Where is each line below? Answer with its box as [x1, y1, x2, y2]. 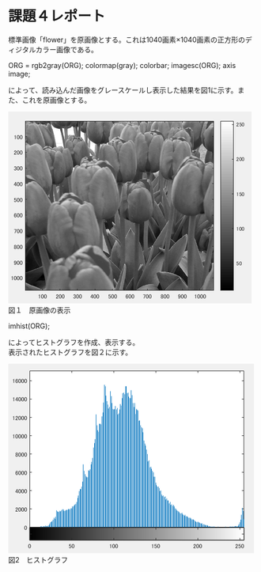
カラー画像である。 [35, 44, 99, 54]
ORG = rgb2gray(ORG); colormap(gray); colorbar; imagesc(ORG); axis [8, 60, 236, 70]
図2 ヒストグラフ [8, 555, 69, 564]
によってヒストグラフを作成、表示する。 [8, 337, 140, 347]
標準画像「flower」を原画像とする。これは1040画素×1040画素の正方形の [8, 35, 245, 44]
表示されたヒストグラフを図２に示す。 [8, 347, 133, 357]
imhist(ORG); [8, 321, 50, 331]
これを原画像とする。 [21, 95, 92, 104]
